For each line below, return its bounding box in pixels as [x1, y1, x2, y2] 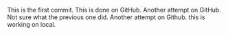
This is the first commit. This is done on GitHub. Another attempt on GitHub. [7, 6, 221, 14]
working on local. [7, 21, 56, 28]
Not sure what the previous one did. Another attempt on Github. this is [7, 13, 205, 21]
